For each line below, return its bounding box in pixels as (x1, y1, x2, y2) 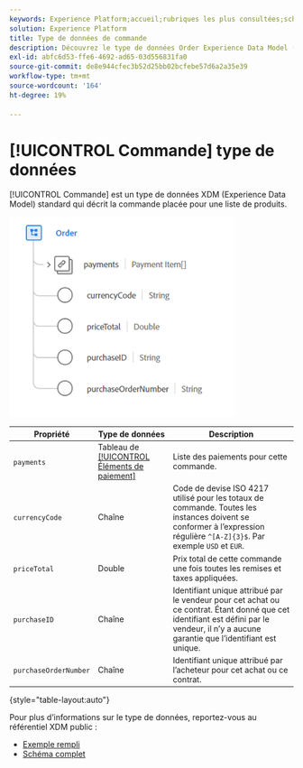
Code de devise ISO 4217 (172, 483, 270, 494)
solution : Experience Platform (9, 23, 127, 33)
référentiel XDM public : (9, 721, 97, 732)
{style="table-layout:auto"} (9, 694, 110, 705)
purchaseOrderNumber (13, 666, 91, 676)
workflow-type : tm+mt (9, 72, 91, 81)
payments (13, 458, 47, 467)
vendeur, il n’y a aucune (172, 623, 262, 634)
